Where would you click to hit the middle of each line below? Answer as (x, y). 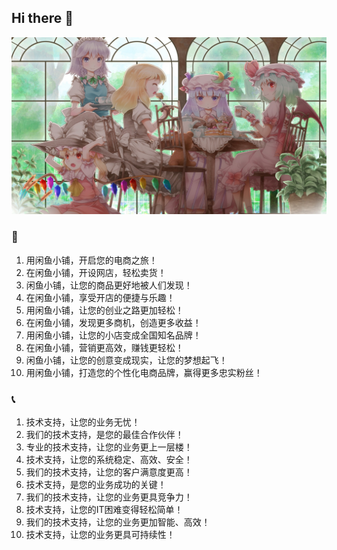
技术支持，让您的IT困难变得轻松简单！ (104, 509)
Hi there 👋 (42, 18)
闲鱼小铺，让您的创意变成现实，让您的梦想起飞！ (126, 360)
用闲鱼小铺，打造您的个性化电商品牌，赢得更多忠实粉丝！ (144, 372)
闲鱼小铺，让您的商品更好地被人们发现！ (109, 285)
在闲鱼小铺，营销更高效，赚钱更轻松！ (104, 347)
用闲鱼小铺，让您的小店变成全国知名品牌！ (113, 335)
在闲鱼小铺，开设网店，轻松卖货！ (96, 272)
